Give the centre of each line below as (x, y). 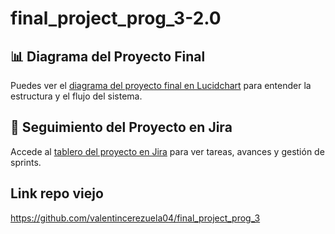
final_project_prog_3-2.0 (116, 18)
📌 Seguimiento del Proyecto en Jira (121, 127)
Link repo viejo (57, 193)
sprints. (26, 162)
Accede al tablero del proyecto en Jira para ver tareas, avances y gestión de (167, 151)
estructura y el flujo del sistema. (76, 96)
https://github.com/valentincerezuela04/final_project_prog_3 (135, 218)
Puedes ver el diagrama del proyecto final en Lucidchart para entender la (161, 85)
